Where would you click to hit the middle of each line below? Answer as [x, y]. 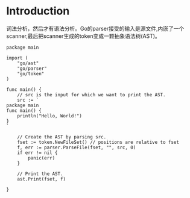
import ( [17, 58]
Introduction [38, 11]
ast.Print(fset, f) [42, 179]
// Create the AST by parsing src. [62, 137]
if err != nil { [38, 153]
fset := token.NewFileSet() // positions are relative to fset [98, 142]
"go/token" [31, 73]
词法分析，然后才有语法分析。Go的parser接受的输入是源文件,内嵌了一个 [95, 28]
